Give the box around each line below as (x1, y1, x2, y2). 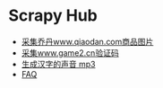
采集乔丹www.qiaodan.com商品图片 (21, 36, 154, 47)
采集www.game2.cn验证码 (21, 47, 119, 58)
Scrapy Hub (8, 5, 98, 26)
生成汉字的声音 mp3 (21, 58, 96, 69)
